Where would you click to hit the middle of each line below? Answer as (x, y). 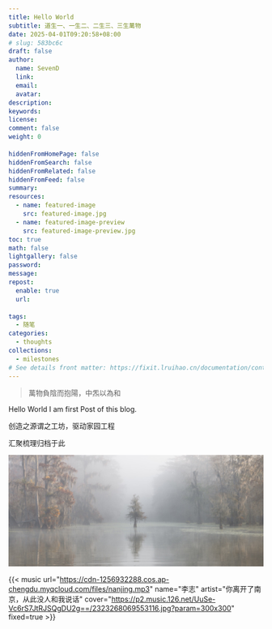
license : (23, 120)
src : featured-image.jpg (65, 214)
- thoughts (34, 342)
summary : (23, 188)
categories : (28, 334)
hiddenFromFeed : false (47, 180)
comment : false (34, 128)
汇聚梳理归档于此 (37, 443)
